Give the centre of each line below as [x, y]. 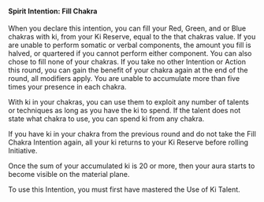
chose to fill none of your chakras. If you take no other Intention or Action [127, 62]
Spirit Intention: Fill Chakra [53, 11]
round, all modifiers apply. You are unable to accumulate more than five [124, 79]
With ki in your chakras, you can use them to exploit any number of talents [129, 102]
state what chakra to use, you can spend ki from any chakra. [106, 119]
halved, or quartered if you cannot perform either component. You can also [130, 53]
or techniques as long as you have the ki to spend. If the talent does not [125, 111]
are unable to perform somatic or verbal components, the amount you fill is [130, 45]
